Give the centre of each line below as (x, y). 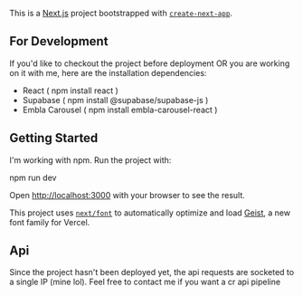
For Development (59, 41)
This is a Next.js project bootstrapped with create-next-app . (121, 13)
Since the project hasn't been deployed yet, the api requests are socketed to (152, 272)
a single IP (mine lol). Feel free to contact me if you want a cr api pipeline (145, 282)
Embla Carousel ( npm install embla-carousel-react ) (120, 110)
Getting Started (54, 138)
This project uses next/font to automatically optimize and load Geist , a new (150, 213)
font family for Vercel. (50, 222)
